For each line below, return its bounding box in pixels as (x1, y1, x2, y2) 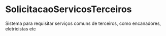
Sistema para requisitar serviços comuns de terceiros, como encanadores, (5, 20, 161, 26)
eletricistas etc (5, 25, 37, 31)
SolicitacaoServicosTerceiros (5, 4, 132, 15)
